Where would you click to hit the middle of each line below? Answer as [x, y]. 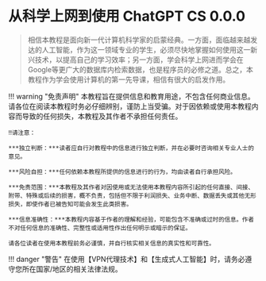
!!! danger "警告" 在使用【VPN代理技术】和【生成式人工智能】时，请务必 [127, 259]
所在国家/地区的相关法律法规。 [72, 269]
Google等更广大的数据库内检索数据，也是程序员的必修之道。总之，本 [141, 69]
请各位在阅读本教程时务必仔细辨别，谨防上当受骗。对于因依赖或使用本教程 [130, 106]
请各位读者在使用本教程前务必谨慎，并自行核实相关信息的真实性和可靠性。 [112, 243]
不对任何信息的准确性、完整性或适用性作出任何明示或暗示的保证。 [100, 228]
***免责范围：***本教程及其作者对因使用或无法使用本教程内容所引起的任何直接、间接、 [131, 187]
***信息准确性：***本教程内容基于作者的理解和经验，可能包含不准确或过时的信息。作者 [131, 219]
